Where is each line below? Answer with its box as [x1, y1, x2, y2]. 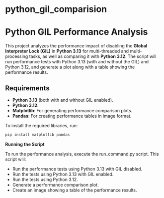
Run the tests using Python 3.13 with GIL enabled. [12, 171, 114, 177]
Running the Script [5, 141, 45, 147]
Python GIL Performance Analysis [5, 26, 148, 38]
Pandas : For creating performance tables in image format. [12, 113, 132, 119]
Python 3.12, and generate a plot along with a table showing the [5, 64, 135, 70]
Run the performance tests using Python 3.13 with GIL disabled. [12, 166, 143, 172]
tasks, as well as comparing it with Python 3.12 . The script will [29, 53, 157, 59]
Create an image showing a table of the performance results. [12, 187, 138, 193]
